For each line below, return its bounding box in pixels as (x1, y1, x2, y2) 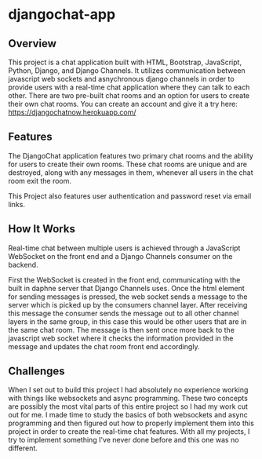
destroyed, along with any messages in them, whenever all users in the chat (8, 167, 253, 177)
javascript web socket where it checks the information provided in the (8, 333, 234, 343)
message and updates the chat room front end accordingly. (8, 341, 200, 351)
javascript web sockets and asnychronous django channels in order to (8, 75, 235, 83)
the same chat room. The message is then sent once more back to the (8, 325, 235, 334)
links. (8, 199, 26, 209)
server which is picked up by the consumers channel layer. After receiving (8, 300, 248, 309)
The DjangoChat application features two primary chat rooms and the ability (8, 151, 253, 160)
